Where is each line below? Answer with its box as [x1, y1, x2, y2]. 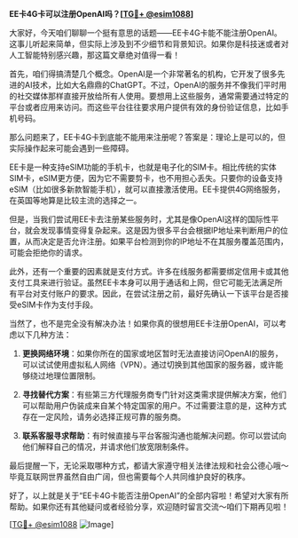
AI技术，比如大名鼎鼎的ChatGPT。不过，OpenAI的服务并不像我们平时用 [24, 80, 286, 90]
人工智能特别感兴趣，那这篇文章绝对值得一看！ [9, 50, 180, 60]
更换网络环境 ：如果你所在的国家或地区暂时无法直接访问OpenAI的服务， [21, 348, 283, 359]
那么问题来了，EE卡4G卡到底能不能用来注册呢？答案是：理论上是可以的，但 [9, 132, 286, 142]
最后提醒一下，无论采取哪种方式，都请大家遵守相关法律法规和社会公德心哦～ [9, 461, 289, 471]
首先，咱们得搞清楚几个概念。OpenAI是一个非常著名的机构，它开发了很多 [9, 68, 278, 79]
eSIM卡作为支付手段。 [16, 299, 98, 310]
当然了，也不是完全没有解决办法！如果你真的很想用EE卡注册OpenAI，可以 [9, 319, 279, 328]
